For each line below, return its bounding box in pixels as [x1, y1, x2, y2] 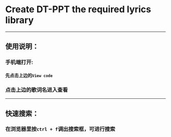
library [5, 14, 34, 26]
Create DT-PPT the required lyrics [5, 4, 152, 15]
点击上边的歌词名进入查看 [5, 86, 68, 93]
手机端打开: [5, 59, 34, 66]
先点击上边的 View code [5, 72, 53, 78]
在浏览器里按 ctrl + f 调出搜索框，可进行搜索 [5, 126, 116, 133]
